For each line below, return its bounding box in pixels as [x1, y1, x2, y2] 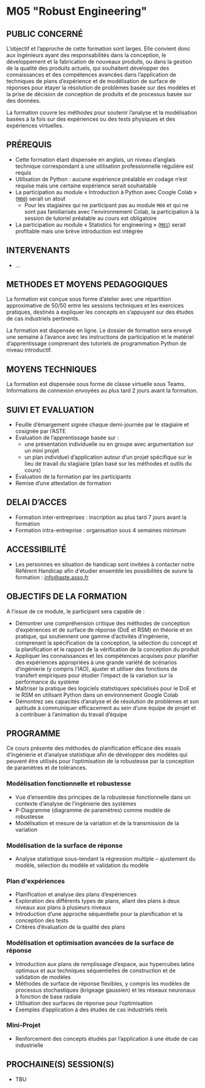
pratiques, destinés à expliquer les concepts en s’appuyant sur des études [6, 308, 194, 316]
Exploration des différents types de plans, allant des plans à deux [15, 897, 180, 905]
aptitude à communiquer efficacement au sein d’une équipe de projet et [15, 704, 196, 711]
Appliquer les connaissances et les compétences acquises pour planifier [15, 652, 199, 659]
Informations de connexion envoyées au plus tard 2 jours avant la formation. [6, 387, 198, 395]
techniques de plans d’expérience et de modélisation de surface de [6, 78, 176, 85]
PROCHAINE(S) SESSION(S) [6, 1059, 114, 1070]
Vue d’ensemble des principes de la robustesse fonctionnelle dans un [15, 793, 191, 801]
